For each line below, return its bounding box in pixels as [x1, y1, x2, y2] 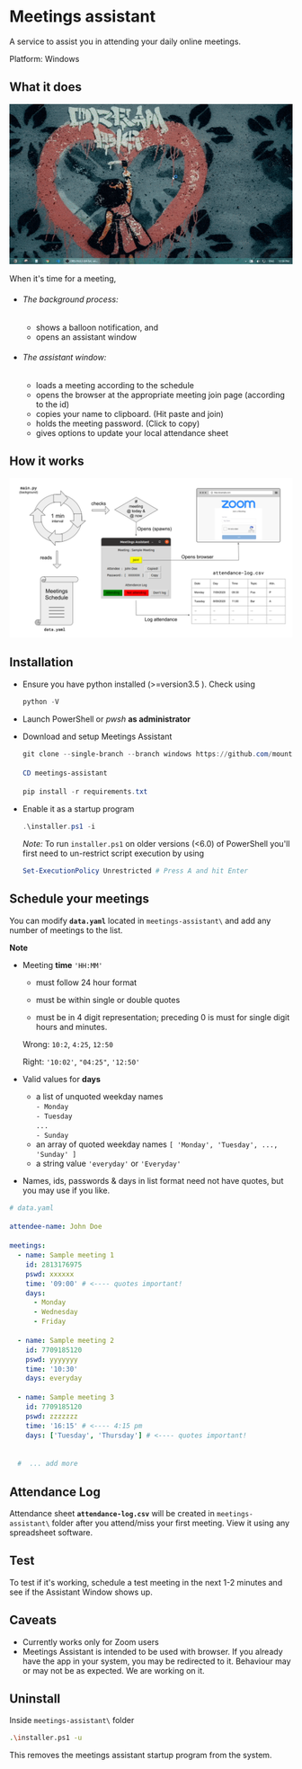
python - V [22, 697, 60, 707]
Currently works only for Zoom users [22, 1636, 159, 1647]
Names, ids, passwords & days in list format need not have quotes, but [22, 1175, 284, 1186]
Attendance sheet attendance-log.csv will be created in [9, 1508, 216, 1518]
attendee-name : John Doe [9, 1222, 102, 1231]
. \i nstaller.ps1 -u [9, 1733, 83, 1743]
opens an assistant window [35, 331, 138, 342]
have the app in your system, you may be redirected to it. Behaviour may [22, 1656, 291, 1667]
